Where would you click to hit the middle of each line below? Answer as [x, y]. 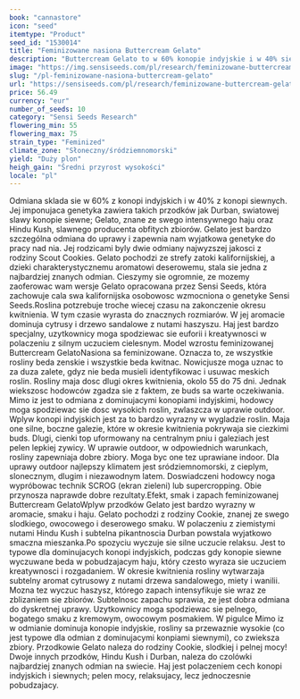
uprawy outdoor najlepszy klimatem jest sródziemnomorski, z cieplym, [139, 467]
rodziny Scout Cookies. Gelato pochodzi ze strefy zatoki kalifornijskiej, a [142, 258]
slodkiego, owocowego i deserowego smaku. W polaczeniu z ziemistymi [142, 524]
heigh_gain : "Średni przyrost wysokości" [87, 167]
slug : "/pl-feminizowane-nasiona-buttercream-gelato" [112, 76]
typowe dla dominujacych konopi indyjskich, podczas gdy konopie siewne [146, 552]
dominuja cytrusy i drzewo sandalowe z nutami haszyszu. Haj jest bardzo [144, 324]
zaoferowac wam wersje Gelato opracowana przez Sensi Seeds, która [138, 286]
